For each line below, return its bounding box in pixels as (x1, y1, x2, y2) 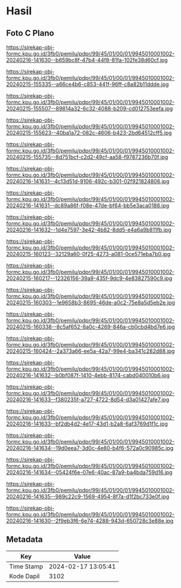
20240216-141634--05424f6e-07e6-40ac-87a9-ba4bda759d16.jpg (6, 469, 173, 476)
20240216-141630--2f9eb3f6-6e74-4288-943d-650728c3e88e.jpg (6, 518, 174, 524)
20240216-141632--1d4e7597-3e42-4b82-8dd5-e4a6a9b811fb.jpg (6, 226, 171, 233)
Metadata (6, 534, 43, 544)
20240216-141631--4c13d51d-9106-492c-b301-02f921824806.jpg (6, 178, 170, 184)
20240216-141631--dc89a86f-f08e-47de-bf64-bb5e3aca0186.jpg (6, 202, 170, 209)
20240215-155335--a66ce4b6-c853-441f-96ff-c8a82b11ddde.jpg (6, 81, 169, 88)
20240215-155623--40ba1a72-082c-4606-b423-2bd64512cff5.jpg (6, 130, 172, 136)
